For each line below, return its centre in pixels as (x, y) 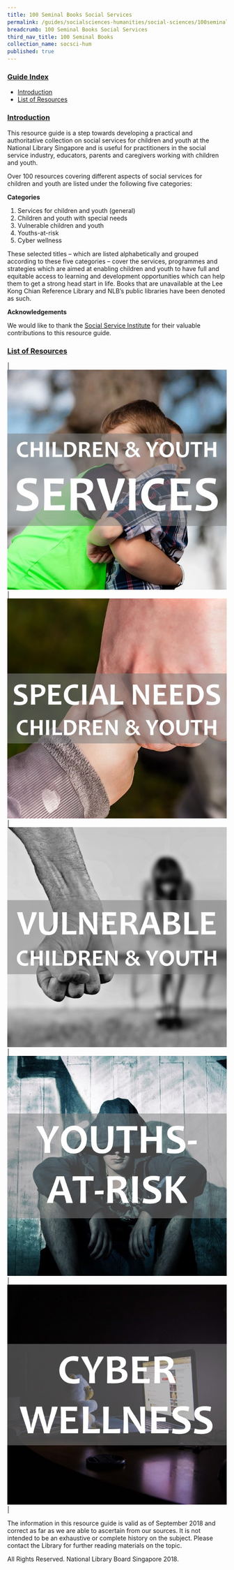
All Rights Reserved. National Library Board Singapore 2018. (93, 1559)
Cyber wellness (40, 240)
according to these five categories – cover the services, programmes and (112, 261)
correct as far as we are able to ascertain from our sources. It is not (104, 1530)
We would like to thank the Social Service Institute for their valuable (104, 325)
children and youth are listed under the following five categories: (100, 183)
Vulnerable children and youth (61, 225)
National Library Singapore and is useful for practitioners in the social (107, 147)
